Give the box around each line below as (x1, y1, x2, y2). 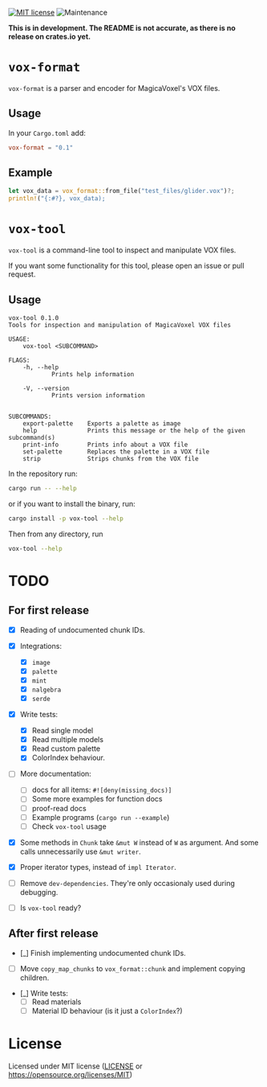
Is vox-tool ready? (19, 903, 82, 913)
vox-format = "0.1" (8, 143, 74, 152)
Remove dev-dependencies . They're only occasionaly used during (19, 878, 235, 888)
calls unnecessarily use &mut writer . (19, 847, 142, 856)
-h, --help (22, 363, 59, 371)
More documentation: (19, 769, 92, 779)
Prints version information (51, 391, 146, 400)
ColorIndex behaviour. (31, 753, 106, 763)
